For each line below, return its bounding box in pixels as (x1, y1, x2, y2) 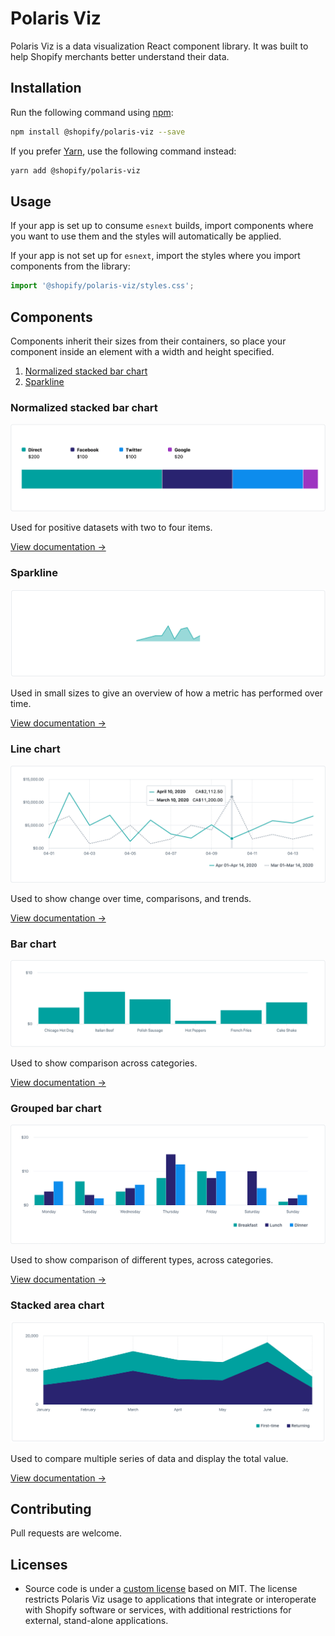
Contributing (10, 1501, 92, 1518)
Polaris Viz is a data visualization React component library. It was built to (10, 40, 309, 52)
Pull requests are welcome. (10, 1527, 122, 1539)
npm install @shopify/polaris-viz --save (10, 127, 186, 137)
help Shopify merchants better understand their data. (10, 50, 230, 62)
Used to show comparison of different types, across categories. (10, 1253, 274, 1266)
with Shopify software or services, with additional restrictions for (24, 1604, 292, 1616)
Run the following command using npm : (10, 106, 174, 118)
